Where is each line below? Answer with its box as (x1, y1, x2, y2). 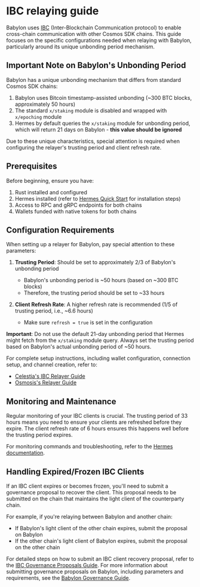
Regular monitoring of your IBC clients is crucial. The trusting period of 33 (6, 412, 188, 420)
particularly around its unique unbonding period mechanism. (6, 43, 155, 50)
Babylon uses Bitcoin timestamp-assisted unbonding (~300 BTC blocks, (14, 94, 192, 101)
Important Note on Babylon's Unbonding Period (6, 60, 186, 71)
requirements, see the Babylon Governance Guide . (6, 574, 131, 581)
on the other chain (14, 544, 60, 551)
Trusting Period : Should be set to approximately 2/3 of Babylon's (14, 259, 176, 266)
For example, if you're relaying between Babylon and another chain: (6, 513, 173, 520)
